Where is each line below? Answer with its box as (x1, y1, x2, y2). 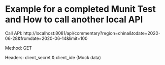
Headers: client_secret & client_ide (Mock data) (5, 54, 101, 60)
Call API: (5, 30, 23, 36)
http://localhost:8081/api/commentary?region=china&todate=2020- (23, 30, 161, 36)
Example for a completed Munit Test (5, 3, 156, 15)
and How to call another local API (5, 14, 143, 25)
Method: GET (5, 45, 32, 51)
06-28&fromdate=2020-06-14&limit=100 (5, 35, 88, 41)
